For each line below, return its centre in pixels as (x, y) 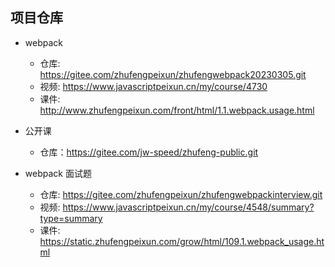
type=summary (71, 218)
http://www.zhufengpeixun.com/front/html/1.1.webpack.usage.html (177, 110)
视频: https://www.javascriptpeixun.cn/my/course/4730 (153, 86)
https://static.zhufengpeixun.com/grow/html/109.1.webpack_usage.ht (182, 241)
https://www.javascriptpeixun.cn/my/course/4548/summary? (188, 207)
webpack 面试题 (58, 173)
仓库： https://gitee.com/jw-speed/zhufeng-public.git (149, 152)
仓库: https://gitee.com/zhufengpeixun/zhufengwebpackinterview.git (181, 194)
